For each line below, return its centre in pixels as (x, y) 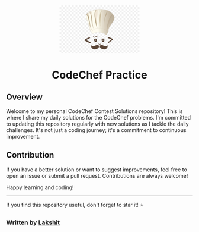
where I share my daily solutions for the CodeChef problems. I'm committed (99, 117)
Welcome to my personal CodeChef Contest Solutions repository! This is (94, 111)
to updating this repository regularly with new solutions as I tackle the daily (97, 124)
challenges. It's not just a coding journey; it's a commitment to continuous (96, 130)
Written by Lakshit (33, 222)
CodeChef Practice (99, 75)
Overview (25, 97)
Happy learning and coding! (40, 187)
